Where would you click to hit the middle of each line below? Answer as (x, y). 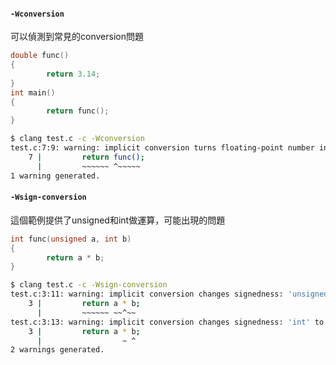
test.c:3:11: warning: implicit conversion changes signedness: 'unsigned (169, 294)
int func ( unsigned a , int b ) (71, 239)
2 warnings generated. (57, 350)
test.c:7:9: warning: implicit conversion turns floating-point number (162, 148)
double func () (40, 56)
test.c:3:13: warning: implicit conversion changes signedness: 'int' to (167, 322)
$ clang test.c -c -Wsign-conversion (89, 285)
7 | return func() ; (86, 157)
